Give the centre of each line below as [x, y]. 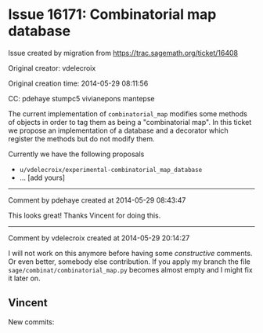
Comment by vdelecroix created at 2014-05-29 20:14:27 [99, 238]
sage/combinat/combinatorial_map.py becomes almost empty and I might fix [130, 269]
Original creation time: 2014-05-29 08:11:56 [78, 83]
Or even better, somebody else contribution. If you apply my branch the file [129, 262]
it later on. [24, 278]
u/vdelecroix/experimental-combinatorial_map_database [111, 170]
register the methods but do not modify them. [81, 138]
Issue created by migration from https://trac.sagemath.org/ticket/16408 [123, 53]
